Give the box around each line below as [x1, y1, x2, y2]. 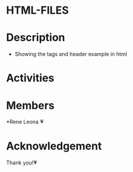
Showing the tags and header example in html [14, 51, 128, 58]
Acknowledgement [6, 139, 102, 153]
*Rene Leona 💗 [6, 118, 44, 126]
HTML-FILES [6, 4, 69, 17]
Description [6, 31, 65, 45]
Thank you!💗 [6, 159, 37, 167]
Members [6, 99, 55, 112]
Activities [6, 71, 55, 85]
